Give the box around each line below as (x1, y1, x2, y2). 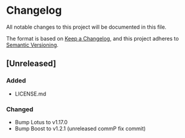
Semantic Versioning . (6, 41, 58, 48)
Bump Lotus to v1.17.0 (14, 118, 68, 125)
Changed (6, 105, 34, 114)
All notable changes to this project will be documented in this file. (6, 23, 167, 30)
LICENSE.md (14, 90, 47, 97)
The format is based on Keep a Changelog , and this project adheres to (6, 35, 179, 42)
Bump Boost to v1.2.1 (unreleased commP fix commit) (14, 125, 146, 132)
